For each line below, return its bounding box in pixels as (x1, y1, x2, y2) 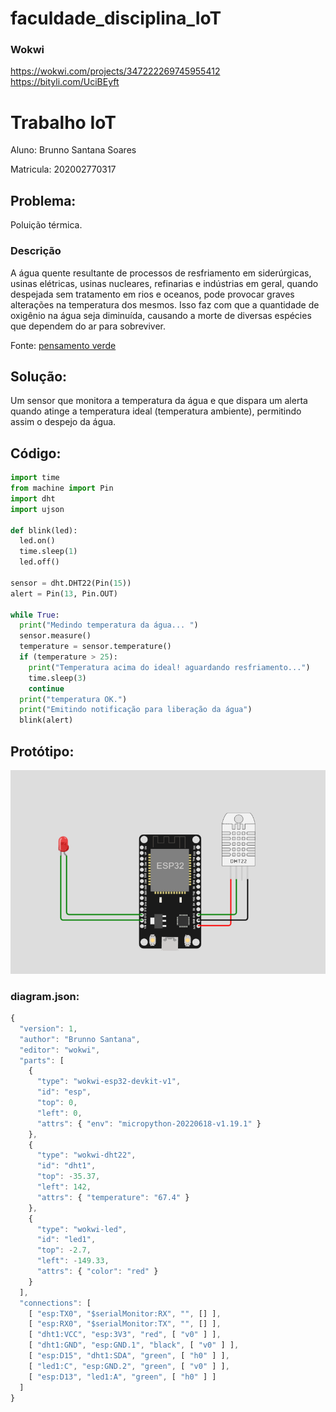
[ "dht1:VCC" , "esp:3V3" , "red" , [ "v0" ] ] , (28, 1330, 222, 1340)
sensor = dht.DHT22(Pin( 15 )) (10, 578, 132, 588)
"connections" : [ (19, 1298, 92, 1308)
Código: (10, 445, 62, 462)
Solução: (10, 368, 68, 385)
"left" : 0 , (36, 1108, 83, 1118)
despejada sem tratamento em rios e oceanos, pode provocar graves (10, 288, 295, 300)
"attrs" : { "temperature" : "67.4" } (36, 1192, 190, 1202)
